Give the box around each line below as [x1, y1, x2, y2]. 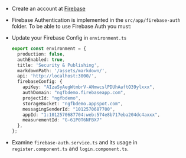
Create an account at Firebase [11, 5, 86, 12]
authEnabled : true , [17, 56, 66, 63]
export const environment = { [11, 46, 87, 51]
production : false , [17, 51, 66, 57]
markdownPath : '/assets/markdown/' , [17, 67, 107, 73]
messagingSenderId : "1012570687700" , [22, 106, 116, 112]
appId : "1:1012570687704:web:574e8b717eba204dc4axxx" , [22, 112, 161, 118]
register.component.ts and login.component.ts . [11, 145, 129, 152]
